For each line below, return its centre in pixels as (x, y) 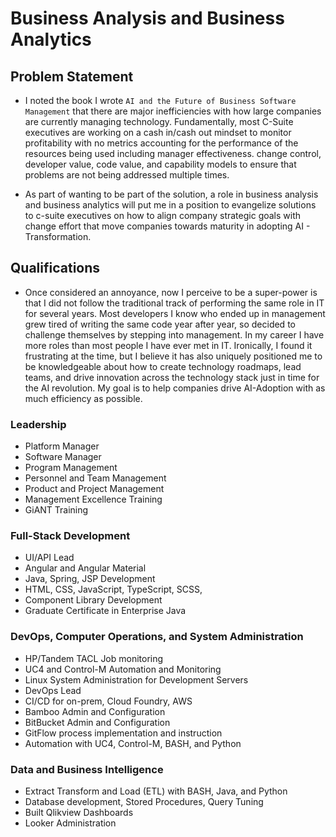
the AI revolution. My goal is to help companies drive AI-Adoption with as (175, 388)
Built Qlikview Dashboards (79, 812)
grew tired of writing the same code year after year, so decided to (160, 324)
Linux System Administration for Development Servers (136, 679)
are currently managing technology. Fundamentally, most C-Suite (159, 121)
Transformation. (58, 236)
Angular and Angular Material (85, 568)
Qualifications (55, 268)
